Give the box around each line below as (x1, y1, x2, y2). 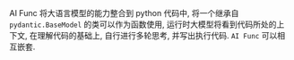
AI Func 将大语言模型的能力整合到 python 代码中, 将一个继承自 (9, 8, 239, 18)
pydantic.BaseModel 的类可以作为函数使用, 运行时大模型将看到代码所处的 (9, 19, 277, 30)
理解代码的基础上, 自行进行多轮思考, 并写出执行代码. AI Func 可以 (37, 30, 278, 40)
